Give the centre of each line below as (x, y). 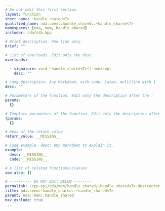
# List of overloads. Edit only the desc (48, 55)
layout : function (23, 14)
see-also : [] (19, 173)
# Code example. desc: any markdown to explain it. (59, 146)
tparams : (14, 118)
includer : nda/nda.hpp (28, 33)
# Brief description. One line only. (44, 42)
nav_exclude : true (24, 200)
